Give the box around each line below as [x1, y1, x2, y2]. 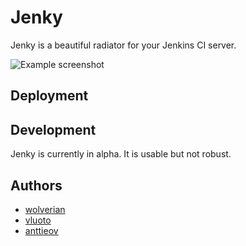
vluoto [24, 214, 52, 226]
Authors [10, 177, 63, 194]
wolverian [24, 203, 66, 215]
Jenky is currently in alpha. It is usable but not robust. [10, 148, 232, 160]
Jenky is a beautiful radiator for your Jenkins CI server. [10, 39, 237, 51]
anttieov [24, 224, 59, 236]
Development [10, 121, 97, 138]
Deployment [10, 87, 89, 105]
